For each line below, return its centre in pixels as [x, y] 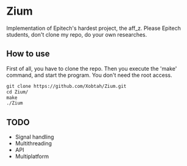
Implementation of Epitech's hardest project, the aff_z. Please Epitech [94, 28]
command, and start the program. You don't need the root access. [89, 75]
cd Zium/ [17, 92]
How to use [28, 54]
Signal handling [34, 137]
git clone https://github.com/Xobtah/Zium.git [66, 86]
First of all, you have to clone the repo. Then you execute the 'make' [92, 68]
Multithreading [34, 143]
